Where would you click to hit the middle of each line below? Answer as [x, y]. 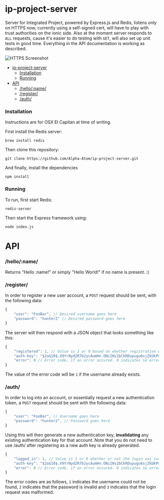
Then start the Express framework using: [46, 218]
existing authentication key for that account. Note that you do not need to [79, 440]
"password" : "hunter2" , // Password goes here [62, 421]
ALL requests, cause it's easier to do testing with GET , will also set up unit [78, 38]
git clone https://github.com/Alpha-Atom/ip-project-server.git [72, 159]
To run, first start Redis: [29, 200]
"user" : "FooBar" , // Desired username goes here [65, 314]
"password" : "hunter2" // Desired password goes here [70, 319]
